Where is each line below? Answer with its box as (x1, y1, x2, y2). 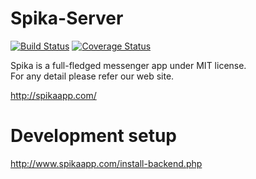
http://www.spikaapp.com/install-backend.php (10, 157, 203, 169)
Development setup (10, 125, 178, 147)
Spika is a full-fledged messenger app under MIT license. (10, 59, 247, 71)
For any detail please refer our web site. (10, 70, 175, 82)
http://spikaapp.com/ (10, 89, 97, 101)
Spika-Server (10, 7, 124, 30)
